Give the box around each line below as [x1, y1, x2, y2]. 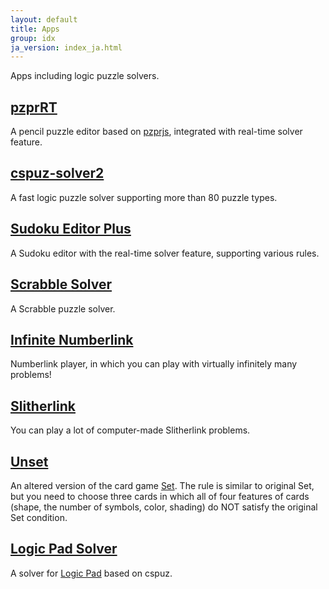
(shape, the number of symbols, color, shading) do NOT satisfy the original [10, 501, 318, 513]
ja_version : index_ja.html [10, 42, 123, 53]
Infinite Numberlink [10, 331, 134, 348]
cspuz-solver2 [10, 165, 105, 182]
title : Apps [10, 24, 60, 34]
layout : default [10, 14, 78, 25]
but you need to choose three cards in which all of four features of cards [10, 490, 310, 502]
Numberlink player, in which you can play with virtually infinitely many [10, 358, 298, 370]
